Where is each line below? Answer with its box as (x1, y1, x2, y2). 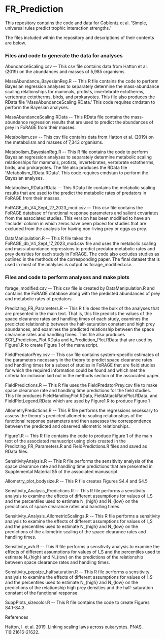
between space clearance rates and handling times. (5, 559, 110, 565)
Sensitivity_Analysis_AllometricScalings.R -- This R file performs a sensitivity (5, 513, 161, 519)
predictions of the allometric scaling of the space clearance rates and (5, 528, 146, 534)
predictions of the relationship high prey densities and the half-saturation (5, 584, 154, 591)
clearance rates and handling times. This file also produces (5, 331, 125, 337)
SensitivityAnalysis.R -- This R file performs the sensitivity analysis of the (5, 458, 154, 464)
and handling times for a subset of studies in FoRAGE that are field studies (5, 362, 156, 368)
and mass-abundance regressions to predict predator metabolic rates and (5, 246, 155, 252)
